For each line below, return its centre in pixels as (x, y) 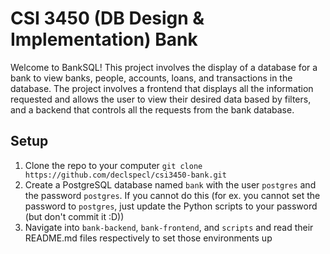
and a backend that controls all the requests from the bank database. (152, 109)
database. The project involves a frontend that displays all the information (162, 88)
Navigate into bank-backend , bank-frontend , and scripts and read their (169, 227)
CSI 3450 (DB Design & (107, 18)
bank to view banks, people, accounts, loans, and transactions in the (151, 78)
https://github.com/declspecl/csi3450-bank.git (125, 175)
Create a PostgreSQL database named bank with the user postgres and (170, 184)
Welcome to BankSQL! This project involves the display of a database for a (164, 67)
